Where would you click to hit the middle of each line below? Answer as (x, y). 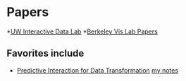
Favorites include (45, 53)
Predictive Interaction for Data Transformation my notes (98, 70)
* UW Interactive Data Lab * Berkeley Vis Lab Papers (82, 31)
